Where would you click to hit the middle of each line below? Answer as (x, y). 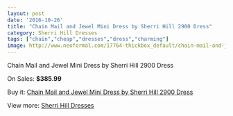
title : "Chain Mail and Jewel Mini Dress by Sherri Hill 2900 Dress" (110, 26)
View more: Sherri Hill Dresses (51, 105)
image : (17, 46)
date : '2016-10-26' (35, 20)
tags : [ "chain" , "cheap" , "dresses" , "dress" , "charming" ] (88, 39)
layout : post (26, 13)
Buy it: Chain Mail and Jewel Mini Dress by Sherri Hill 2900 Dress (100, 92)
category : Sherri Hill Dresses (52, 33)
